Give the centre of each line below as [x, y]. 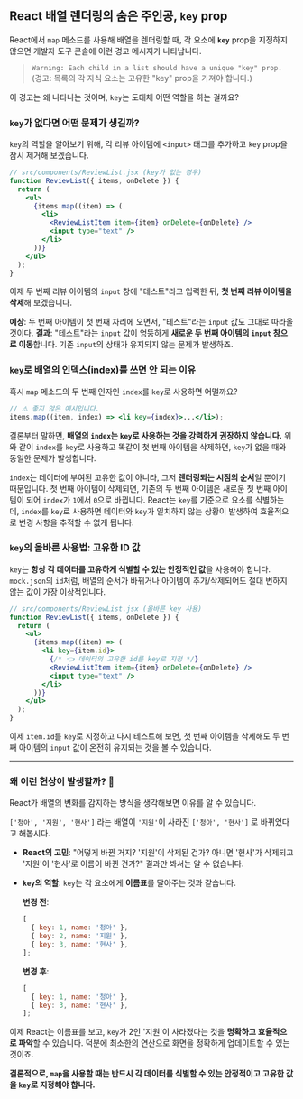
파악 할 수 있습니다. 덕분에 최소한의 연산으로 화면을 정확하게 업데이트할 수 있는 [154, 1043]
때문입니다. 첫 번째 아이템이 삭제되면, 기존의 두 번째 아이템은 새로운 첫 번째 [140, 488]
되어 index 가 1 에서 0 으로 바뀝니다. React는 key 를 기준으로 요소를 [140, 500]
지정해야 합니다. [68, 1085]
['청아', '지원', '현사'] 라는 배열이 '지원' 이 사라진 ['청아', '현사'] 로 [134, 822]
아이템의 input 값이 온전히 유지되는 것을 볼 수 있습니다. [115, 748]
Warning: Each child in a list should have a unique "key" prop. [156, 68]
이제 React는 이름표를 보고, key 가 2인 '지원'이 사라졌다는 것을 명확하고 [133, 1032]
